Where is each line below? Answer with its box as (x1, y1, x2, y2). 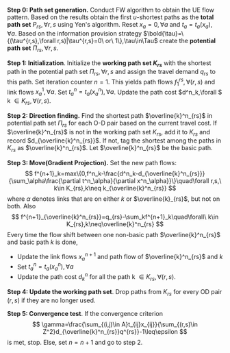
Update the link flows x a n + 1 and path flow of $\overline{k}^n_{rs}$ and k (16, 252, 223, 263)
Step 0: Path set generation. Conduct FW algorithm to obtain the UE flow (7, 6, 214, 14)
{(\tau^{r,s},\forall (7, 36, 56, 45)
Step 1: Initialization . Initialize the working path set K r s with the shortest (7, 58, 212, 69)
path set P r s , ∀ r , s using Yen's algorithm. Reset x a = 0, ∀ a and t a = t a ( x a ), (7, 21, 213, 30)
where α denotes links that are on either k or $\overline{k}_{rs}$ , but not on (7, 195, 220, 203)
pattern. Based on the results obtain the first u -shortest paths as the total (7, 13, 214, 21)
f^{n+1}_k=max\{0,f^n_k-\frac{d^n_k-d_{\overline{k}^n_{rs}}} (34, 169, 205, 178)
